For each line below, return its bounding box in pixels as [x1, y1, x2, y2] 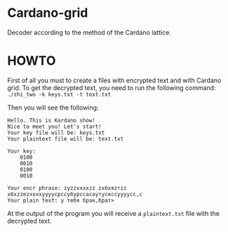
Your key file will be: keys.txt [7, 129, 105, 136]
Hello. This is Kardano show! [7, 117, 96, 124]
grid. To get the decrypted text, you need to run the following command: [7, 83, 216, 92]
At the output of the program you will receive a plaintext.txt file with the [7, 209, 220, 217]
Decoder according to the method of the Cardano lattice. [7, 28, 172, 37]
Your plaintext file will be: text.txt [7, 135, 124, 142]
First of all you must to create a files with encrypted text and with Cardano [7, 76, 222, 84]
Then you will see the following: [7, 103, 99, 112]
